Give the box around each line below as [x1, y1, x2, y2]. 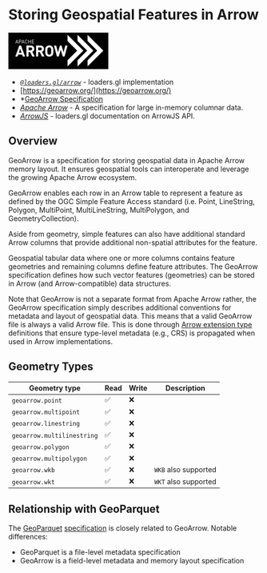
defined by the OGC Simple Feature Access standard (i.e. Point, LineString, [8, 196, 256, 206]
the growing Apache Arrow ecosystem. [8, 172, 137, 182]
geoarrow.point [11, 396, 62, 405]
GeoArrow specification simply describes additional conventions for [8, 303, 232, 312]
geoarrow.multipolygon [11, 455, 88, 463]
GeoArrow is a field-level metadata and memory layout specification [19, 556, 245, 566]
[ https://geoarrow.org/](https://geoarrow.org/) [19, 86, 172, 95]
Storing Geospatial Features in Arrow [8, 6, 260, 24]
